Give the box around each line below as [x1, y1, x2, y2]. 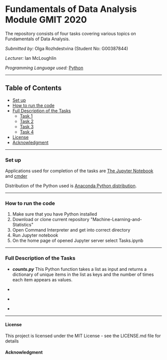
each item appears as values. [12, 276, 73, 282]
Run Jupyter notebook [12, 233, 59, 239]
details [5, 338, 19, 344]
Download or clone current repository [12, 217, 89, 223]
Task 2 [19, 118, 34, 124]
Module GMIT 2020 [5, 14, 87, 25]
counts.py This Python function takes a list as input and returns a [12, 266, 147, 272]
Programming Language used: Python [5, 65, 83, 71]
